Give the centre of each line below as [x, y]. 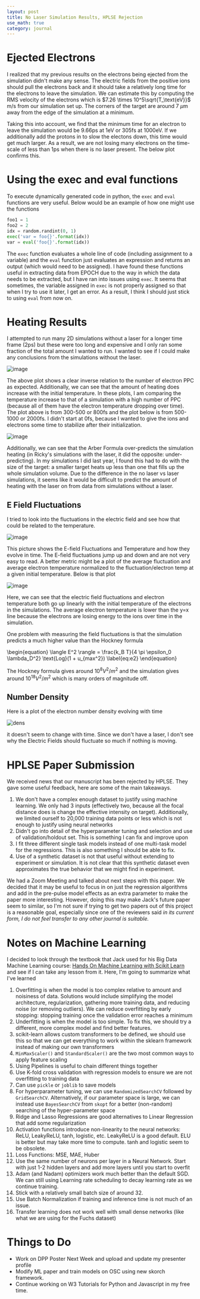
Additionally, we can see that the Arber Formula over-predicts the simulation [100, 448]
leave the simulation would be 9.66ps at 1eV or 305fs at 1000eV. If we [92, 130]
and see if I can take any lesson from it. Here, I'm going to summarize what [99, 972]
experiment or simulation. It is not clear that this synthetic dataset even [102, 863]
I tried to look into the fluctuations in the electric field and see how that [93, 519]
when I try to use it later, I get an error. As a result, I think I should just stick [98, 291]
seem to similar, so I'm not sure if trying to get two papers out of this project [100, 906]
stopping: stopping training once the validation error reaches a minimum [104, 1016]
